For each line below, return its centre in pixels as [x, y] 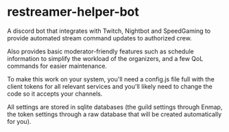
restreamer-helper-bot [73, 12]
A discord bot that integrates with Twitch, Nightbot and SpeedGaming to [109, 31]
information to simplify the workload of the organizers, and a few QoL [105, 58]
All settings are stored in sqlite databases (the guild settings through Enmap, [115, 107]
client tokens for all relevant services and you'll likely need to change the [110, 86]
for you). [19, 121]
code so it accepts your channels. [55, 94]
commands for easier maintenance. [57, 66]
